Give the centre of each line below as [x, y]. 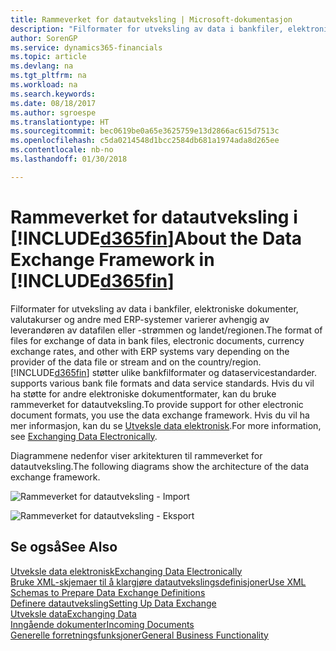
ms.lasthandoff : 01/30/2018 [69, 159]
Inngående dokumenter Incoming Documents [102, 624]
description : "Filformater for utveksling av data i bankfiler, [147, 29]
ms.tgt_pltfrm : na [48, 76]
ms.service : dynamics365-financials [86, 47]
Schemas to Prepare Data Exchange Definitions [108, 592]
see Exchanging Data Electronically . [84, 436]
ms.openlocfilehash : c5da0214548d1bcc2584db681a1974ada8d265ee [145, 141]
